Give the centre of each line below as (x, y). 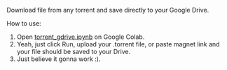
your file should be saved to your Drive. (74, 52)
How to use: (24, 23)
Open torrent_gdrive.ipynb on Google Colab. (81, 37)
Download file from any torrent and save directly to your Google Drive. (108, 10)
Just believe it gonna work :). (59, 59)
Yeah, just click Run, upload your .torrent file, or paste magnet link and (118, 44)
